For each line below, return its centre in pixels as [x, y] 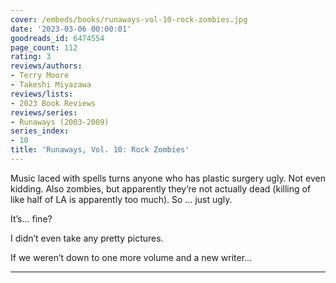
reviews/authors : [46, 66]
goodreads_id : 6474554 [57, 38]
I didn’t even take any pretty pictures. [87, 238]
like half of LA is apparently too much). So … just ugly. [121, 199]
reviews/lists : [42, 94]
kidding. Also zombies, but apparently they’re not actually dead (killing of [161, 188]
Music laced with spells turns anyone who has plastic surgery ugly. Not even [168, 178]
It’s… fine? [31, 218]
